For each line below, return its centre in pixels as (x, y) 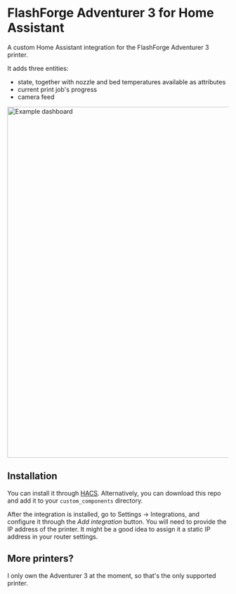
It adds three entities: (38, 68)
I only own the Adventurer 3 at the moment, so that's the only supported (112, 575)
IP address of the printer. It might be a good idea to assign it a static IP (109, 529)
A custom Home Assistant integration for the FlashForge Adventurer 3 (108, 47)
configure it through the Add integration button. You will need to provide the (117, 522)
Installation (32, 476)
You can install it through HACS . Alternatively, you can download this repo (114, 493)
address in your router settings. (53, 536)
